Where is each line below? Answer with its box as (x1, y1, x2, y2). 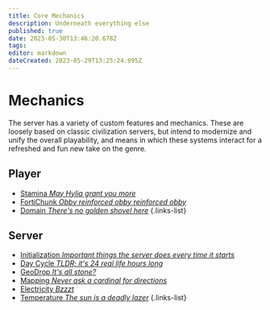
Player (8, 167, 42, 181)
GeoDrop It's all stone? (19, 267, 97, 277)
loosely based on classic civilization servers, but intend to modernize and (8, 126, 252, 136)
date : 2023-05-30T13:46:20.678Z (8, 34, 117, 43)
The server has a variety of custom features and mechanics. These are (8, 118, 244, 127)
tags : (8, 42, 27, 50)
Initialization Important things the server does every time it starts (19, 250, 235, 260)
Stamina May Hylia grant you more (19, 188, 136, 198)
